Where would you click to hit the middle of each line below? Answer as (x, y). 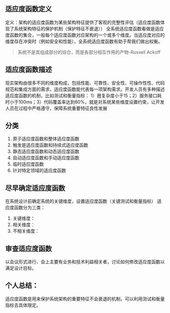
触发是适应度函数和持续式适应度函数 (50, 145)
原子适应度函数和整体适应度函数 (46, 139)
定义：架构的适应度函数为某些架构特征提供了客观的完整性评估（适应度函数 (83, 22)
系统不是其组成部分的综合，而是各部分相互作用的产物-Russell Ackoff (89, 52)
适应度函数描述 (29, 70)
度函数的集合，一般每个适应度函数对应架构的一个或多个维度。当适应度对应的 (85, 35)
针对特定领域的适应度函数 (39, 170)
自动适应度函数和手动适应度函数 (46, 158)
